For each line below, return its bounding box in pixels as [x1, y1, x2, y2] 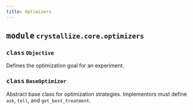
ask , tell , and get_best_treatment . [6, 96, 91, 104]
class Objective [6, 49, 55, 56]
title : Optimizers [6, 8, 52, 15]
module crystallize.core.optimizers [6, 31, 144, 41]
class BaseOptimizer [6, 77, 67, 85]
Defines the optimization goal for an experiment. [6, 62, 125, 69]
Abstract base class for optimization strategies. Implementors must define [6, 90, 187, 98]
